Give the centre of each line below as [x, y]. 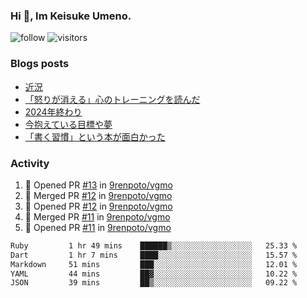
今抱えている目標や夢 [68, 124]
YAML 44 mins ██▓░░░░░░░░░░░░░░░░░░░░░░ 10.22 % [154, 274]
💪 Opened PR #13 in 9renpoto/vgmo [98, 185]
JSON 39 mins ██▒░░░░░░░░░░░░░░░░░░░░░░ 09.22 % [154, 283]
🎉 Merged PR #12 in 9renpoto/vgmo [98, 195]
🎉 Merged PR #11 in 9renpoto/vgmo [97, 216]
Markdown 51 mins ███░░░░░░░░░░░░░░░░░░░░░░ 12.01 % [154, 264]
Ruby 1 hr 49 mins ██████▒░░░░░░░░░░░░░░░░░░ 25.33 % [154, 245]
